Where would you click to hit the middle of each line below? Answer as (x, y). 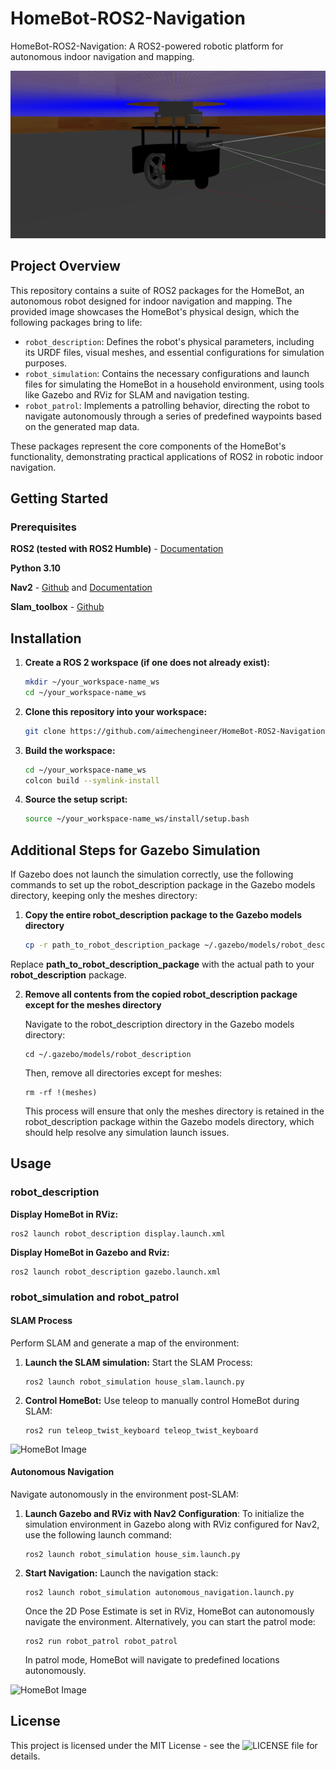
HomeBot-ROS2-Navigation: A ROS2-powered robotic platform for (147, 46)
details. (25, 1756)
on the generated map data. (82, 426)
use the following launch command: (98, 1534)
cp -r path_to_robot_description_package (112, 945)
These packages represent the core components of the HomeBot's (148, 446)
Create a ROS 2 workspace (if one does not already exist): (147, 662)
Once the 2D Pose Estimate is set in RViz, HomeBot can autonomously (169, 1611)
